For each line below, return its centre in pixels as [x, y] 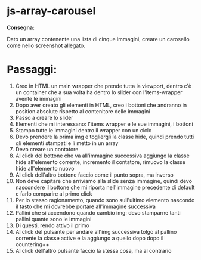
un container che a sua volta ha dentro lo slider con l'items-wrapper [99, 92]
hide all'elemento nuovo [45, 168]
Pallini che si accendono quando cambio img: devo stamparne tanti [98, 212]
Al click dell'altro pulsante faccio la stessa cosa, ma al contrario [93, 250]
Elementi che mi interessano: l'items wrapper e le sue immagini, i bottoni [104, 124]
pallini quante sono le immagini [53, 219]
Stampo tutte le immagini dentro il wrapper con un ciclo [84, 130]
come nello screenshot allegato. [46, 45]
